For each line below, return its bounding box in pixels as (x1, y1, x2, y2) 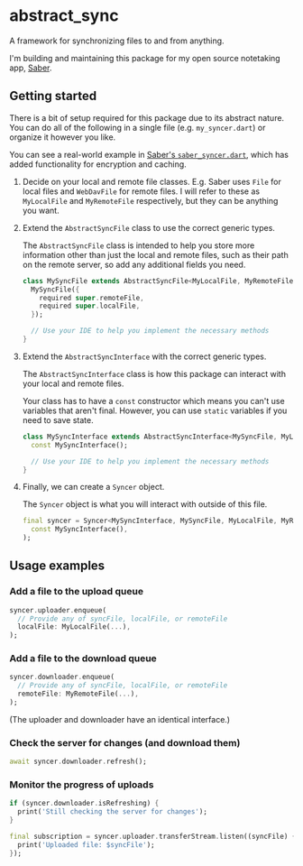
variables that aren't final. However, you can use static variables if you (22, 405, 288, 416)
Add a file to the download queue (9, 652, 158, 665)
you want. (22, 205, 60, 216)
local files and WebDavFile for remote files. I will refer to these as (22, 186, 260, 197)
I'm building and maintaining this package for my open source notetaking (9, 52, 281, 63)
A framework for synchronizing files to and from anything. (9, 35, 225, 46)
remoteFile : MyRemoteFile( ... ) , (17, 689, 140, 699)
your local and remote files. (22, 378, 124, 389)
